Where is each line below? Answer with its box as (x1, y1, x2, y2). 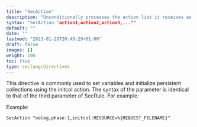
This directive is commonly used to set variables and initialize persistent (6, 80, 182, 87)
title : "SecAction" (6, 8, 54, 15)
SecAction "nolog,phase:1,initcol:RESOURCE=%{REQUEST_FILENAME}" (6, 115, 170, 121)
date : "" (6, 31, 28, 37)
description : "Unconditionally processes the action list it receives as (6, 14, 192, 20)
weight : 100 (6, 53, 35, 58)
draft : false (6, 42, 38, 48)
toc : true (6, 58, 31, 64)
